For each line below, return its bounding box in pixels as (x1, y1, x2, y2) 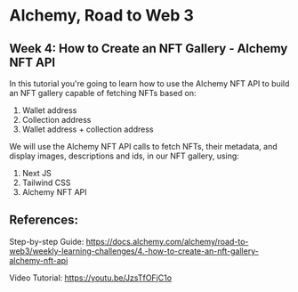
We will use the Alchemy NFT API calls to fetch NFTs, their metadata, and (9, 142, 278, 151)
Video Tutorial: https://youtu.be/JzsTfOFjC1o (9, 272, 172, 283)
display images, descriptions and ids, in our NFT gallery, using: (9, 150, 240, 161)
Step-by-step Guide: (9, 236, 85, 247)
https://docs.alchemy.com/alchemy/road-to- (85, 236, 249, 247)
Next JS (21, 168, 52, 178)
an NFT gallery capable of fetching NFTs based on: (9, 88, 197, 98)
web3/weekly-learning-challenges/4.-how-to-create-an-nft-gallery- (9, 246, 260, 256)
